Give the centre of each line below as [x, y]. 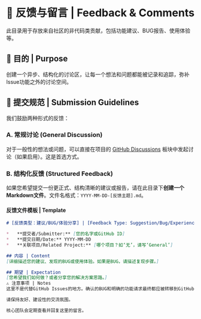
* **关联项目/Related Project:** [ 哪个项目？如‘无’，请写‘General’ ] [90, 245]
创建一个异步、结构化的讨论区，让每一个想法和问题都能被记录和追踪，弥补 [98, 74]
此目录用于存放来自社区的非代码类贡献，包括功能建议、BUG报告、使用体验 [98, 31]
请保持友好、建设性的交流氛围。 [40, 300]
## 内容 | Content [28, 256]
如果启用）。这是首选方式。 [49, 156]
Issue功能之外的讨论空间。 [39, 81]
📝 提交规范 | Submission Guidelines [73, 103]
